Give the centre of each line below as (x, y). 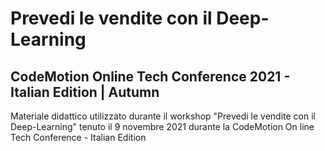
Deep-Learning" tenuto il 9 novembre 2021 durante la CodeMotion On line (162, 126)
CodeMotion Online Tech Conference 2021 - (150, 76)
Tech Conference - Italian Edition (78, 137)
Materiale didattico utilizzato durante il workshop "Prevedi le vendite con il (163, 116)
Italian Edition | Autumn (85, 92)
